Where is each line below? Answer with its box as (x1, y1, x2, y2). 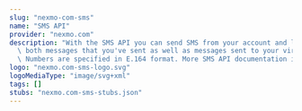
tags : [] (9, 80, 42, 89)
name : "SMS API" (9, 21, 70, 30)
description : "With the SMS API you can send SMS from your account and (9, 38, 288, 47)
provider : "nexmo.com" (9, 30, 94, 38)
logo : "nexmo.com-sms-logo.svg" (9, 64, 130, 73)
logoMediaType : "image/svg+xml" (9, 72, 130, 81)
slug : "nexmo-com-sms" (9, 13, 94, 22)
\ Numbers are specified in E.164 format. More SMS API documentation (17, 55, 288, 64)
